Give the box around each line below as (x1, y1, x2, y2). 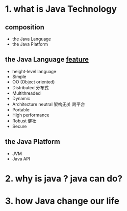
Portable (12, 106, 30, 112)
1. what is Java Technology (5, 3, 117, 15)
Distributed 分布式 (12, 84, 49, 90)
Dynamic (12, 95, 30, 101)
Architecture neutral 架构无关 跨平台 (12, 101, 85, 107)
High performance (12, 112, 50, 118)
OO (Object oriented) (12, 79, 55, 84)
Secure (12, 123, 27, 129)
